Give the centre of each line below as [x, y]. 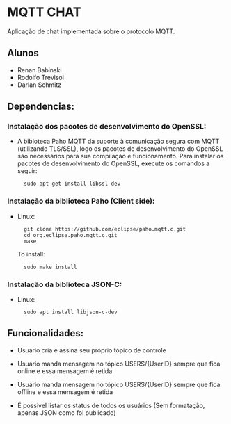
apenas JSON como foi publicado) [66, 413]
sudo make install [50, 267]
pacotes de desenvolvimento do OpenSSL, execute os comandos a [113, 163]
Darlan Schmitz [39, 85]
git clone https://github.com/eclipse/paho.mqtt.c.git [105, 229]
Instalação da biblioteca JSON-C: [65, 284]
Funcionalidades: [46, 333]
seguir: [27, 171]
